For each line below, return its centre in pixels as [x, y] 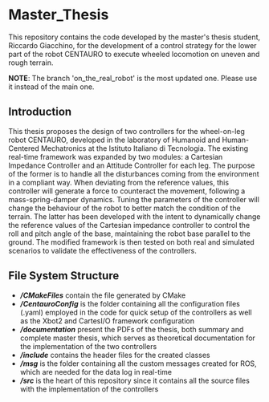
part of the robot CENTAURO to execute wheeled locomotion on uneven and [134, 54]
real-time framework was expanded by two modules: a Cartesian [116, 156]
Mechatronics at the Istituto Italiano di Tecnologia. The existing [145, 148]
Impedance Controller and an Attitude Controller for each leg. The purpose [132, 165]
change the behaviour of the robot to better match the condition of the [124, 208]
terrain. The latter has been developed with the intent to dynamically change [134, 216]
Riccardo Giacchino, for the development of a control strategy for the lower [132, 45]
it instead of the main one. [51, 87]
